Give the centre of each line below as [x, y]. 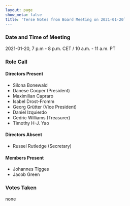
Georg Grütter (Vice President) [45, 107]
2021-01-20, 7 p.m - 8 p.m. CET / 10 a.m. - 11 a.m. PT [60, 48]
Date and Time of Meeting [38, 37]
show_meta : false [24, 15]
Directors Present [24, 74]
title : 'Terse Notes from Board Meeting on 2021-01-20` [66, 19]
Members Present [25, 158]
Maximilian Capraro [33, 96]
